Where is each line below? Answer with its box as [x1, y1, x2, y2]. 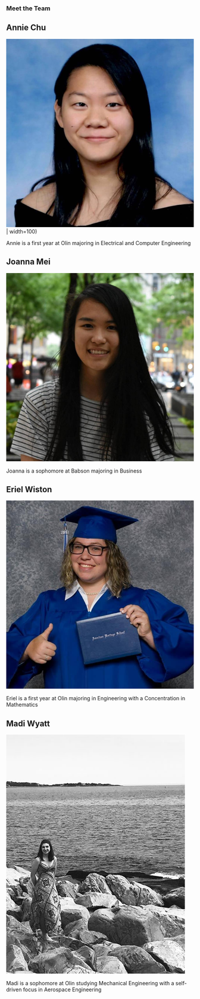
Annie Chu [6, 23, 46, 33]
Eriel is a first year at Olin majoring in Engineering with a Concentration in [6, 695, 186, 702]
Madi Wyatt [6, 718, 51, 728]
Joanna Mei [6, 257, 51, 267]
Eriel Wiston [6, 484, 52, 494]
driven [6, 986, 22, 993]
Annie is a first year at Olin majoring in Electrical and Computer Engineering [6, 239, 191, 246]
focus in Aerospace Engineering [23, 986, 102, 993]
